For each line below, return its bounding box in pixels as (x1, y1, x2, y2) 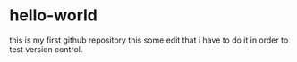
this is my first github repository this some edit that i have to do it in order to (9, 35, 289, 45)
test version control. (9, 43, 83, 54)
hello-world (9, 5, 98, 26)
